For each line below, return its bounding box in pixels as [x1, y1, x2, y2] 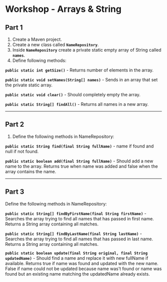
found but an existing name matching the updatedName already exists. [5, 271, 150, 277]
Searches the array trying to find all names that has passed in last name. [5, 236, 153, 242]
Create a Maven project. [12, 36, 62, 42]
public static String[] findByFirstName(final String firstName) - [5, 210, 147, 216]
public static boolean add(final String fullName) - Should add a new [5, 158, 154, 164]
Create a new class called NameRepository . [12, 42, 99, 48]
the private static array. [5, 82, 53, 88]
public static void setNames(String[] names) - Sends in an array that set [5, 77, 158, 82]
